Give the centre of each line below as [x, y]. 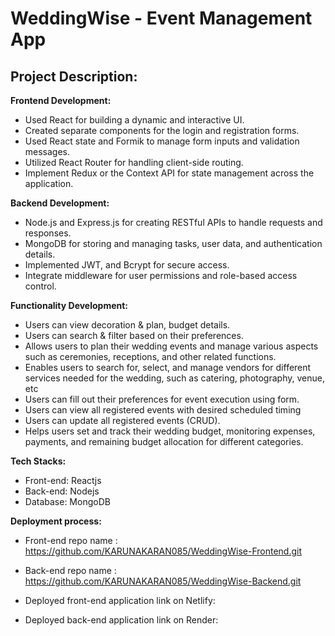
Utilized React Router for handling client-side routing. [134, 162]
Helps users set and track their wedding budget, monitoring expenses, [170, 431]
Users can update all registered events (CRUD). [122, 420]
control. [40, 286]
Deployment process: [56, 521]
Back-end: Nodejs [62, 491]
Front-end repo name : [71, 540]
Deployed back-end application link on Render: [121, 620]
